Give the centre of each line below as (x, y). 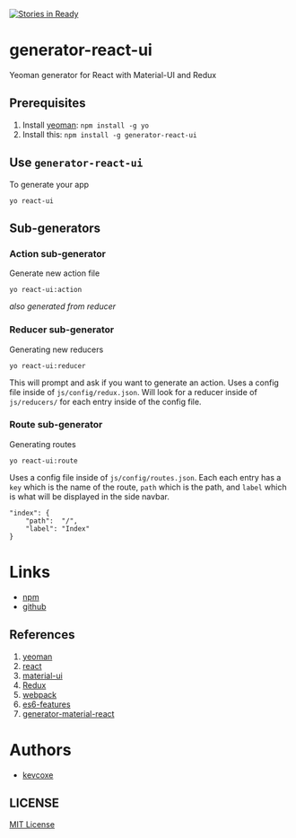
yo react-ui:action (46, 290)
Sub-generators (55, 228)
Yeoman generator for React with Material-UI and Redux (113, 75)
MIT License (32, 825)
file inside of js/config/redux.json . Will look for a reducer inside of (133, 392)
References (42, 635)
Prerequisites (48, 103)
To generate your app (49, 184)
